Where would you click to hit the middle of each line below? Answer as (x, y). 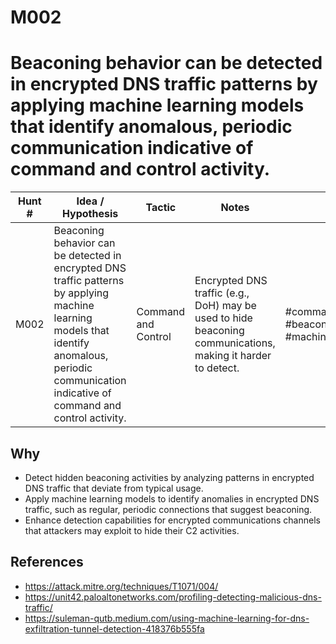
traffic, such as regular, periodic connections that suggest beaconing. (168, 509)
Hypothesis (90, 214)
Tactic (161, 208)
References (47, 562)
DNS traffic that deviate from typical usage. (114, 488)
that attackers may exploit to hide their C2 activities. (132, 530)
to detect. (217, 368)
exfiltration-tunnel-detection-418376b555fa (114, 628)
